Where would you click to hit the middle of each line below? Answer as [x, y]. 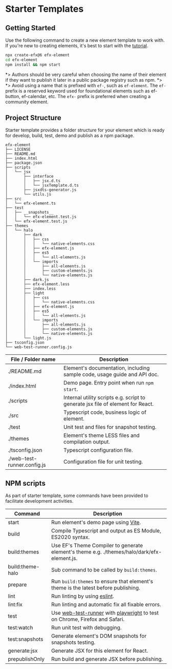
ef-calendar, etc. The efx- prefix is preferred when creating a [86, 96]
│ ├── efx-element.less [38, 284]
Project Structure [33, 118]
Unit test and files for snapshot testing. [110, 427]
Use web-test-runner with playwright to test [105, 613]
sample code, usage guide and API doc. [111, 374]
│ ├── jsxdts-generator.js [41, 190]
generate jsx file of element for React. [109, 404]
